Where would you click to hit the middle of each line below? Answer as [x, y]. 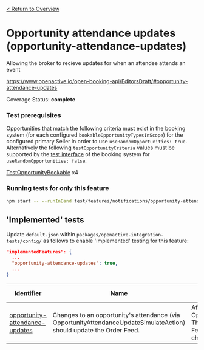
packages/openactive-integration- [120, 235]
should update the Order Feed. [96, 330]
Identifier [28, 293]
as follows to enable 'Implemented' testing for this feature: [116, 241]
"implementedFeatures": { [39, 252]
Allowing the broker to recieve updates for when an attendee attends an [96, 63]
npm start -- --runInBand [39, 201]
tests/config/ [24, 242]
